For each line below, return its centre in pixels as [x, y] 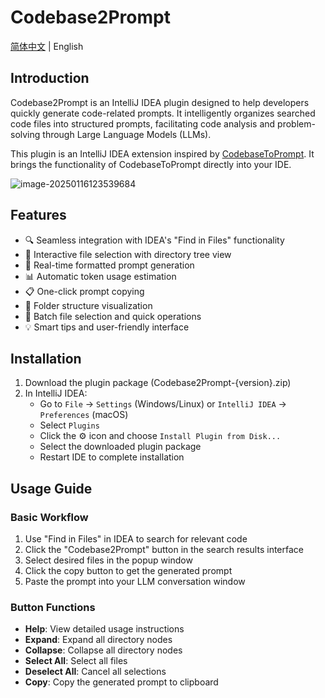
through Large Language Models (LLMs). [127, 134]
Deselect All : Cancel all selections [95, 672]
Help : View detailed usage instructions [104, 629]
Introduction [50, 78]
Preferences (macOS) [84, 415]
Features [38, 215]
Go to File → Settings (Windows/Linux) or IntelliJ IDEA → [163, 404]
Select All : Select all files [76, 661]
